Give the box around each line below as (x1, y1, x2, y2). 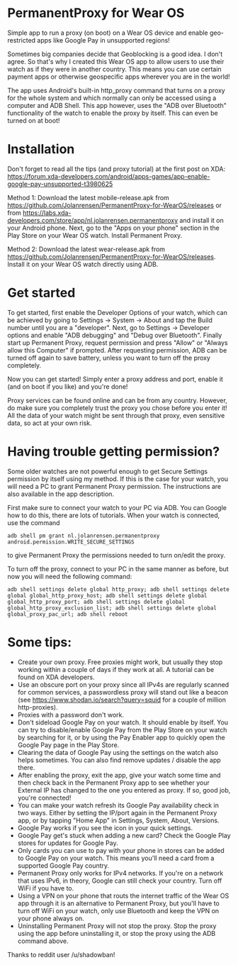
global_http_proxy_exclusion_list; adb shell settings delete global (7, 605, 217, 612)
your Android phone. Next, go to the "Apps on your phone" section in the (7, 224, 220, 232)
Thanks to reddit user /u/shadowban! (7, 950, 115, 959)
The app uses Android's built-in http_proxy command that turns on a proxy (7, 86, 225, 94)
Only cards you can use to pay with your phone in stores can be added (17, 846, 225, 854)
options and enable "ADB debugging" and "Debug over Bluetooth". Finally (7, 331, 222, 339)
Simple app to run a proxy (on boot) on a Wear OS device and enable (7, 28, 209, 37)
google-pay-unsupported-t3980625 (7, 180, 113, 188)
